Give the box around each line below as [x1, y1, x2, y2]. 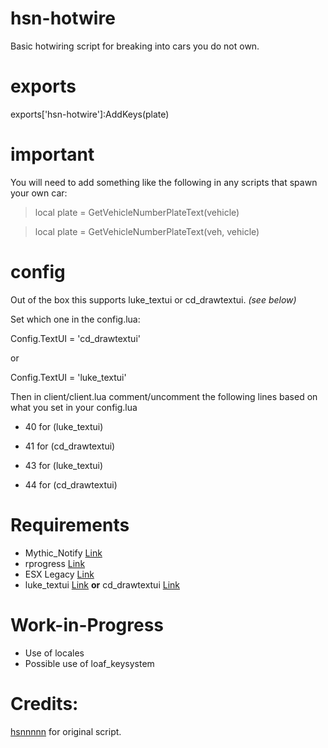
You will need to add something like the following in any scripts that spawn [10, 176, 318, 188]
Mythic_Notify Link [24, 547, 103, 559]
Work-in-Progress [10, 613, 164, 636]
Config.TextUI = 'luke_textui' [10, 371, 127, 383]
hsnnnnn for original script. [10, 725, 122, 737]
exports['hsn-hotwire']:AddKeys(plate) [10, 108, 170, 120]
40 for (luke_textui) [24, 420, 104, 432]
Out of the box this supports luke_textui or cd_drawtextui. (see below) [10, 293, 297, 306]
